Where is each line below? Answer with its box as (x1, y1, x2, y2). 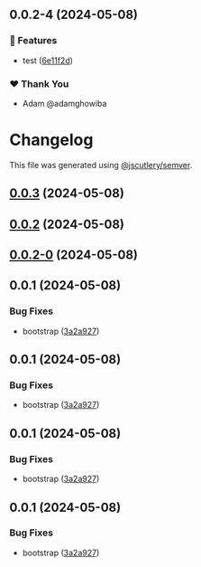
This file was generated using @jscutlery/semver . (9, 159, 193, 170)
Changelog (9, 130, 94, 150)
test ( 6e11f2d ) (22, 54, 74, 66)
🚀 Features (9, 34, 58, 47)
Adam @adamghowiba (22, 98, 107, 109)
